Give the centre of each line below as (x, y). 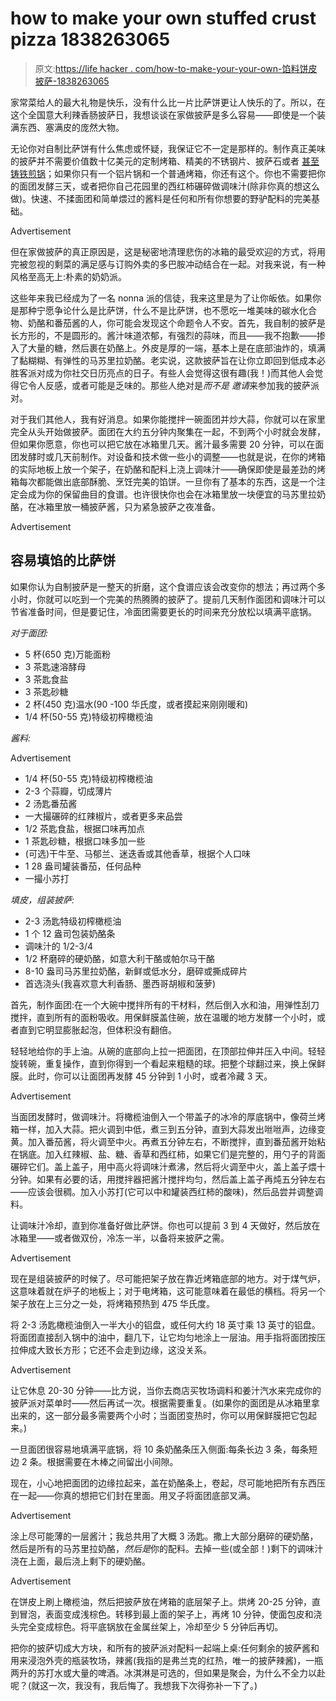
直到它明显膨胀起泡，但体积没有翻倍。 (97, 1029)
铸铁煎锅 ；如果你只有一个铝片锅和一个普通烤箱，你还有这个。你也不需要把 (163, 173)
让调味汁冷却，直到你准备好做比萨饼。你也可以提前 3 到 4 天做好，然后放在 (165, 1225)
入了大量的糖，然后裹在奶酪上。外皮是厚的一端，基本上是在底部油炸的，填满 (168, 348)
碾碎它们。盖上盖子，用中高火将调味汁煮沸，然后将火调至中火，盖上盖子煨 (163, 1166)
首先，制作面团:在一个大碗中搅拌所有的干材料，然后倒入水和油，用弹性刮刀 (165, 1004)
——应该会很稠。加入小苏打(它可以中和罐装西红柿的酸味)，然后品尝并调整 (162, 1191)
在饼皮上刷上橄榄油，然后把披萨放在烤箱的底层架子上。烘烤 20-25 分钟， (161, 1601)
